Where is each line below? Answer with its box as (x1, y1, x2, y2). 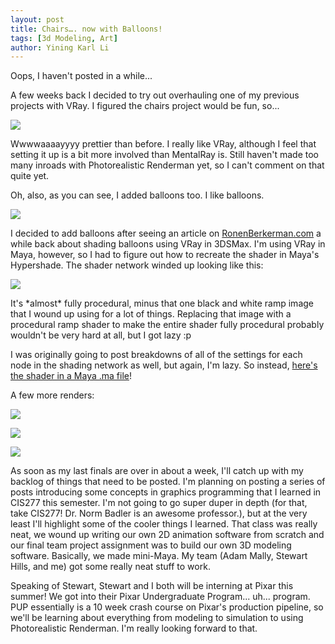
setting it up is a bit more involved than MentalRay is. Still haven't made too (10, 149, 320, 161)
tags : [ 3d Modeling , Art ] (10, 33, 118, 43)
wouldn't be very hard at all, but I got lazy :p (10, 329, 192, 341)
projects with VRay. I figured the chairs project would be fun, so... (10, 100, 280, 112)
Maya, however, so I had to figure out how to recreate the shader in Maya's (10, 249, 320, 261)
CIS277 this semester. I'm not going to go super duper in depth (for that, (10, 497, 308, 509)
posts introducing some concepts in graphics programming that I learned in (10, 486, 322, 498)
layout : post (10, 14, 65, 25)
